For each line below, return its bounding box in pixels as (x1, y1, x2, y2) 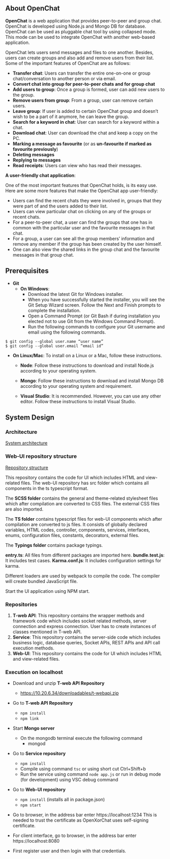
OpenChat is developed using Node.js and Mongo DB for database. (5, 23, 147, 29)
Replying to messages (12, 157, 61, 163)
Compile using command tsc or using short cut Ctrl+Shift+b (20, 766, 146, 772)
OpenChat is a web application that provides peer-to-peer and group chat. (5, 17, 162, 24)
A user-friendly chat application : (5, 172, 76, 178)
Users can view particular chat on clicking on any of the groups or (12, 208, 152, 214)
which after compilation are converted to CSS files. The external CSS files (5, 500, 160, 506)
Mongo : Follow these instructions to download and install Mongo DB (20, 378, 164, 384)
